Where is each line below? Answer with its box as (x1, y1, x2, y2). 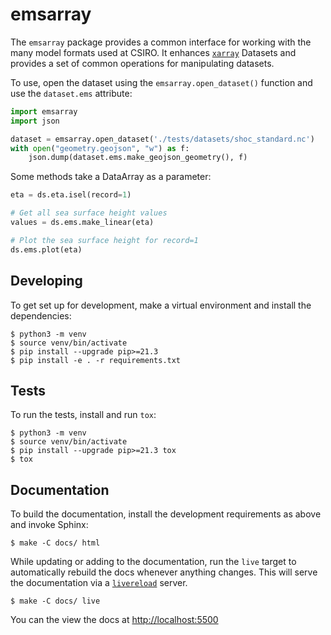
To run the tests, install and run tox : (10, 409, 157, 421)
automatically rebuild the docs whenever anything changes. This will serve (10, 566, 318, 578)
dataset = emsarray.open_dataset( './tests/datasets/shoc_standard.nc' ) (10, 134, 315, 144)
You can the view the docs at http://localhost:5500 (10, 614, 219, 626)
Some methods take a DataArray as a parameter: (10, 171, 212, 183)
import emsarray (10, 106, 78, 117)
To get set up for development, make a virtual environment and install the (10, 299, 312, 311)
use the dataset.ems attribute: (10, 87, 133, 99)
